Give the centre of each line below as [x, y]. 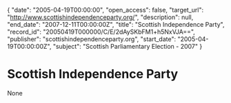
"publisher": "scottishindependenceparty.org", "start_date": [92, 39]
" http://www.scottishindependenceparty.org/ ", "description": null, [100, 17]
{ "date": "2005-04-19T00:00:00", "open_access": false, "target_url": [106, 10]
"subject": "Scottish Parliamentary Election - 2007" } [128, 46]
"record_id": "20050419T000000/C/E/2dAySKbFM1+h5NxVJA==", [101, 32]
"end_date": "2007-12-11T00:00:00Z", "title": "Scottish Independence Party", [116, 24]
